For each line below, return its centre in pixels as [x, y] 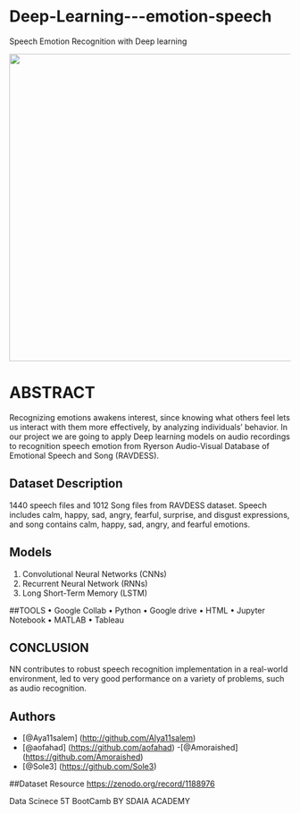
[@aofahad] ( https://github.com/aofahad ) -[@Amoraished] [130, 748]
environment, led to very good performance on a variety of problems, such [147, 679]
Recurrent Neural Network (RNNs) [85, 583]
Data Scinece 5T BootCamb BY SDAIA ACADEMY [100, 801]
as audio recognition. [48, 688]
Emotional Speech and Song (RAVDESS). [84, 455]
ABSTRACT [52, 393]
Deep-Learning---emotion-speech [141, 17]
